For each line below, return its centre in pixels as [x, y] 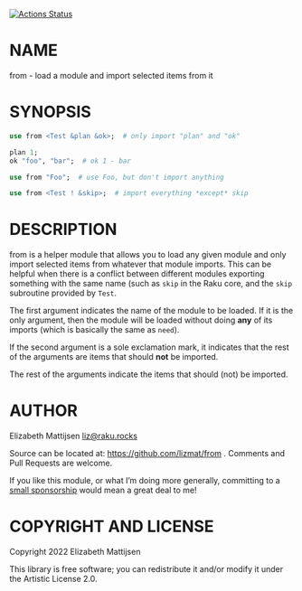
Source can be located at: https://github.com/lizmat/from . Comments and [147, 454]
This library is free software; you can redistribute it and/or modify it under [146, 569]
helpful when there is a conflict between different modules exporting [137, 274]
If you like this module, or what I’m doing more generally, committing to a [145, 481]
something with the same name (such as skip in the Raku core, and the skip [151, 284]
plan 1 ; [24, 152]
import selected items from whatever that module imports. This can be [141, 264]
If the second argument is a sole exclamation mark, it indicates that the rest [149, 347]
